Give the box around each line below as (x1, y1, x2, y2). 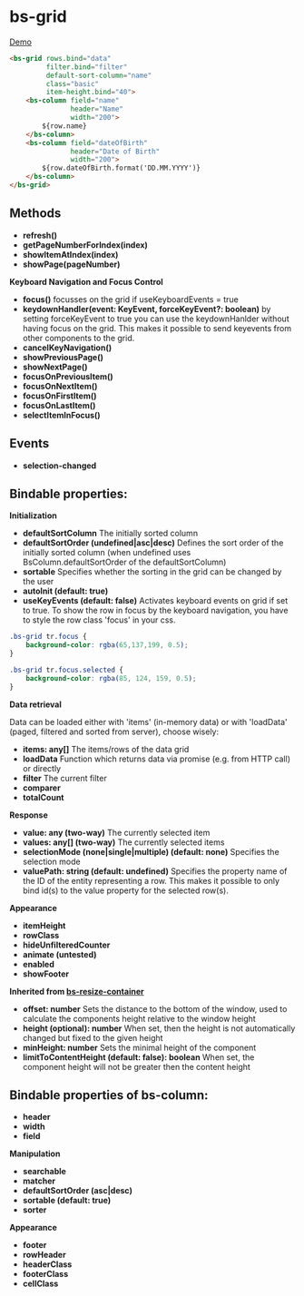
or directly (22, 762, 62, 773)
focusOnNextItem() (22, 380, 98, 391)
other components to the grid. (22, 332, 135, 343)
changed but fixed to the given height (22, 1032, 163, 1043)
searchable (22, 1166, 66, 1177)
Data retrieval (9, 699, 62, 710)
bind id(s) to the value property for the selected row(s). (22, 885, 229, 896)
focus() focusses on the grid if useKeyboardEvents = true (22, 293, 239, 305)
